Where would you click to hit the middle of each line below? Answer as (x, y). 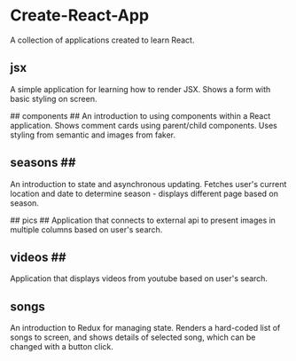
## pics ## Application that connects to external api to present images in (143, 220)
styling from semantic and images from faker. (93, 135)
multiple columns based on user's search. (86, 229)
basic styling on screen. (54, 98)
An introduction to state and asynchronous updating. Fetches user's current (148, 184)
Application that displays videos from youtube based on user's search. (139, 279)
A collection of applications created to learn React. (102, 40)
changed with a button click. (62, 347)
